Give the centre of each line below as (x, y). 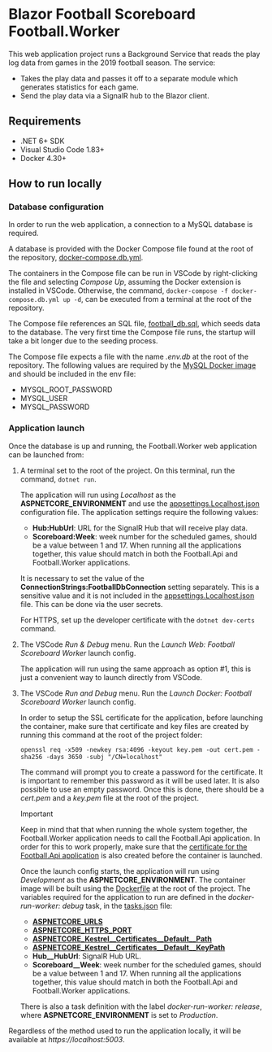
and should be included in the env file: (72, 374)
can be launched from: (46, 454)
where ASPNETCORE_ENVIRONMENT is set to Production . (119, 1015)
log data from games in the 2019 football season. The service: (112, 63)
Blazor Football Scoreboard (102, 14)
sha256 (31, 757)
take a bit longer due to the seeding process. (83, 341)
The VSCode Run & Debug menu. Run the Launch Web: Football (127, 644)
